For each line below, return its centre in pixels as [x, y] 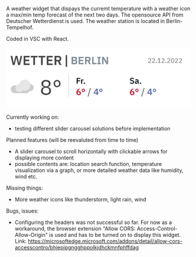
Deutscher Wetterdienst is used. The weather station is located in [86, 21]
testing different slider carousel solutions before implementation [92, 128]
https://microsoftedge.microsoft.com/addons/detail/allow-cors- [105, 241]
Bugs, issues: [22, 211]
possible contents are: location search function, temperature [88, 164]
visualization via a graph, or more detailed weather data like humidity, [99, 170]
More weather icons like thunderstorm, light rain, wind [80, 199]
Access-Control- [157, 229]
